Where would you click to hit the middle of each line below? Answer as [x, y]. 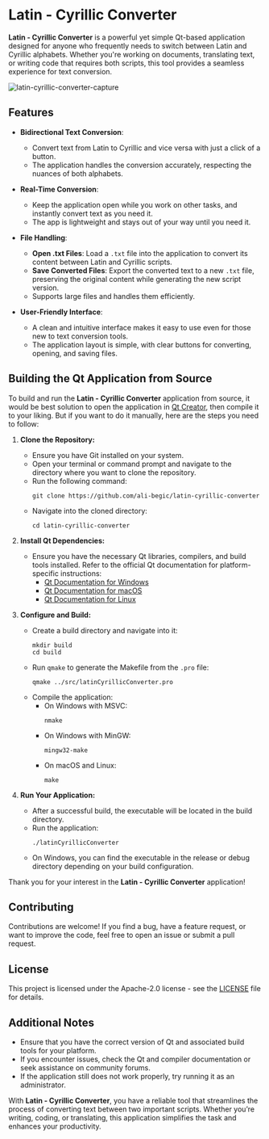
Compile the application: [72, 697]
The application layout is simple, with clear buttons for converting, [142, 344]
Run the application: [65, 828]
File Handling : [43, 237]
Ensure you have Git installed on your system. [108, 455]
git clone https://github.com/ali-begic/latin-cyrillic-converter [146, 496]
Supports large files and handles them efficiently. [114, 296]
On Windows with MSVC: [85, 705]
